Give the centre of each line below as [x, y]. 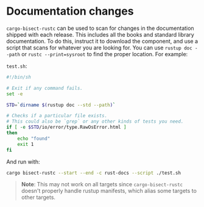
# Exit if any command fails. [45, 88]
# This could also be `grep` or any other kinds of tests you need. [95, 122]
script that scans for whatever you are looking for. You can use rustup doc [100, 48]
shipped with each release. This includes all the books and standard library [100, 34]
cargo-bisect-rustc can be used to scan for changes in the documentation [100, 28]
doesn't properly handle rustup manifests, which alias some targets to [109, 191]
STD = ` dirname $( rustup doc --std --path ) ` [61, 105]
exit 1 [26, 144]
